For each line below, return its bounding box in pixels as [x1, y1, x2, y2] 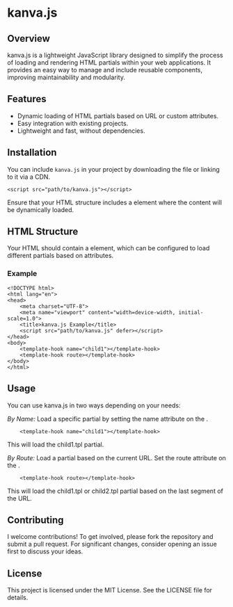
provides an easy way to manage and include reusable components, [7, 66, 203, 74]
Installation [7, 147, 57, 159]
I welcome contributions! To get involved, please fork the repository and [7, 533, 214, 541]
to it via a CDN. [7, 172, 51, 181]
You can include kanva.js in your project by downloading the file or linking [7, 165, 220, 173]
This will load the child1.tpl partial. [7, 440, 104, 448]
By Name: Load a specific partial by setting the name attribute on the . [7, 414, 209, 423]
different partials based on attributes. [7, 252, 114, 260]
